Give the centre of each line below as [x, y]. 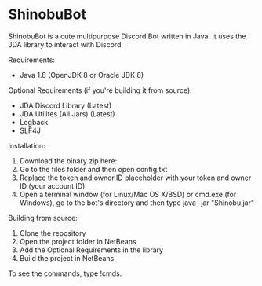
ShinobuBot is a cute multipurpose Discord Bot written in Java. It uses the [127, 36]
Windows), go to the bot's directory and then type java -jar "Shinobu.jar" [137, 203]
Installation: [27, 145]
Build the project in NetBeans [67, 258]
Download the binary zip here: [68, 161]
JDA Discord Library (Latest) [65, 105]
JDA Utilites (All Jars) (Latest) [67, 114]
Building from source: [43, 218]
